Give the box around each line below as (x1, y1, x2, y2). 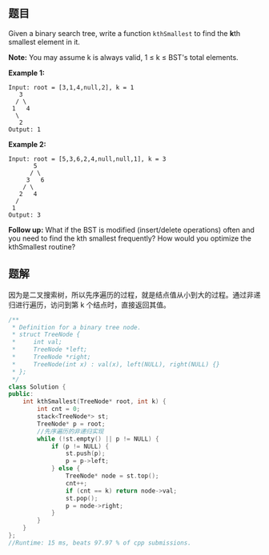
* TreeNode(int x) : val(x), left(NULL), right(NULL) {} (11, 360, 220, 369)
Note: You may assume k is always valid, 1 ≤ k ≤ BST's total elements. (8, 52, 239, 62)
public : (8, 390, 34, 398)
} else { (50, 465, 81, 473)
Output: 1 (8, 126, 42, 134)
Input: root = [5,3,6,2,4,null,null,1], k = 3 (8, 154, 167, 163)
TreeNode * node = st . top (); (65, 472, 159, 480)
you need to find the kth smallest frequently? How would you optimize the (8, 234, 252, 243)
